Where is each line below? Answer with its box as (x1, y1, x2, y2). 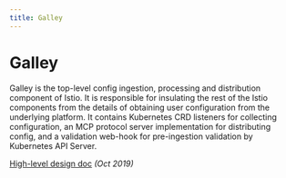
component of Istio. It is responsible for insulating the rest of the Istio (9, 92, 269, 103)
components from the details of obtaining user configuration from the (9, 102, 271, 113)
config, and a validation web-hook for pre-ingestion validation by (9, 131, 253, 142)
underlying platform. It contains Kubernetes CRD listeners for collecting (9, 111, 278, 123)
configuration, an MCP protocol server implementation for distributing (9, 121, 271, 132)
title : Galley (9, 13, 64, 23)
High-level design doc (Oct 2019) (9, 158, 134, 169)
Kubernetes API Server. (9, 140, 97, 151)
